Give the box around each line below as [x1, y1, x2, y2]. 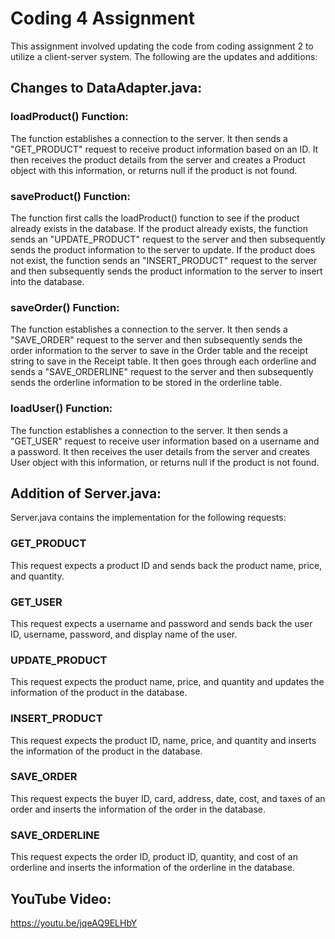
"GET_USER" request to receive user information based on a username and [10, 435, 320, 447]
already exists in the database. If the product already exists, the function [10, 222, 309, 234]
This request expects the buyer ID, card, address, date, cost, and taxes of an [10, 792, 326, 804]
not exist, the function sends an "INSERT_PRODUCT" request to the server [10, 254, 318, 266]
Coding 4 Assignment [10, 7, 196, 30]
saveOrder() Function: [10, 300, 120, 314]
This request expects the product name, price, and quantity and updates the [10, 676, 325, 688]
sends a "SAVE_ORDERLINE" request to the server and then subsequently [10, 366, 314, 378]
